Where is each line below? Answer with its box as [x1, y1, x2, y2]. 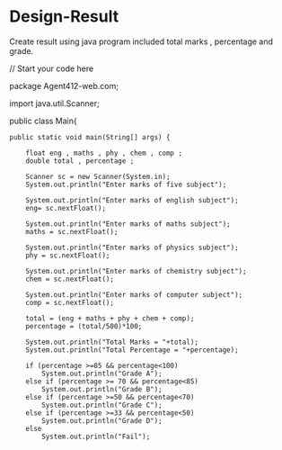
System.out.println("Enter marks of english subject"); [25, 195, 240, 204]
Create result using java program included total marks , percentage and [9, 36, 274, 47]
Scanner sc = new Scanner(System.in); [25, 172, 171, 181]
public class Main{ [9, 115, 78, 126]
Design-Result [9, 6, 119, 27]
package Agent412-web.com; [9, 80, 119, 91]
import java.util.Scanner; [9, 97, 101, 109]
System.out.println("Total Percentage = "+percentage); [25, 345, 240, 355]
